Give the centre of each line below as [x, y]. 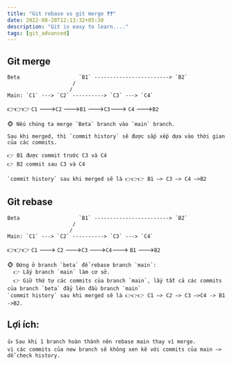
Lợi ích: [23, 325]
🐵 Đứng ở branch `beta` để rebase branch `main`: [82, 265]
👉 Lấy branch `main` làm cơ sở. [62, 272]
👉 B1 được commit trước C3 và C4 [57, 156]
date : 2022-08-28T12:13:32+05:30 [56, 20]
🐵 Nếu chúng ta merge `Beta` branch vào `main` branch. [91, 125]
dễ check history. [34, 356]
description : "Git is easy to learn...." [68, 26]
